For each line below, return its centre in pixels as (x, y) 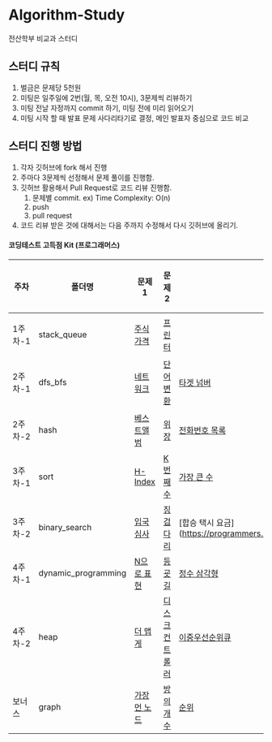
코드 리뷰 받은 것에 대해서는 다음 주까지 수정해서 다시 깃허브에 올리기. (129, 225)
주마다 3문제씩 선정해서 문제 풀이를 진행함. (87, 177)
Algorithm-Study (67, 15)
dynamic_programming (83, 572)
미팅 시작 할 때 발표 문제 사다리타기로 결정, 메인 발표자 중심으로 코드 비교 (134, 118)
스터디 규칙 (34, 67)
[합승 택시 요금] (206, 523)
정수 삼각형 (198, 573)
